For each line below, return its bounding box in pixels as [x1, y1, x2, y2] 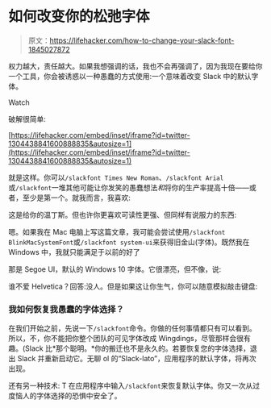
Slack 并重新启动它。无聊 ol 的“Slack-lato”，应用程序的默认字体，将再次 [17, 354, 256, 364]
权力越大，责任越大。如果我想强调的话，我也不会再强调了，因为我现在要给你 [8, 61, 263, 71]
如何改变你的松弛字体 [8, 7, 151, 26]
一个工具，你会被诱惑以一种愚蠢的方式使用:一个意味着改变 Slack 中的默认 [8, 71, 252, 81]
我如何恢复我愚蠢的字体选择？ [8, 303, 125, 314]
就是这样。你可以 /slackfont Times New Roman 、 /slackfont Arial [8, 173, 224, 182]
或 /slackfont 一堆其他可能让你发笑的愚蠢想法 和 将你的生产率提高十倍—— [8, 182, 250, 192]
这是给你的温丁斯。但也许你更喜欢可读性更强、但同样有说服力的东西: [8, 210, 237, 219]
